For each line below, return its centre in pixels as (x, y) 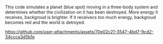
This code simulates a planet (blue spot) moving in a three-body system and (81, 7)
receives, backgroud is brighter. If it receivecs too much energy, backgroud (81, 17)
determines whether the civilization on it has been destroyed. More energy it (81, 12)
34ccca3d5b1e (20, 37)
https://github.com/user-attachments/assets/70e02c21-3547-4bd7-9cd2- (80, 32)
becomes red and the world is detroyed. (45, 22)
